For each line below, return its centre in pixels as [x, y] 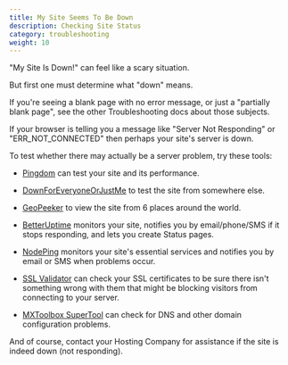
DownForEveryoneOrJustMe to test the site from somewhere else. [144, 191]
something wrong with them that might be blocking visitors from [140, 288]
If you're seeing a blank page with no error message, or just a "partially [140, 103]
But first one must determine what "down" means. [101, 85]
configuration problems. [66, 324]
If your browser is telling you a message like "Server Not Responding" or [142, 129]
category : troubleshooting [59, 34]
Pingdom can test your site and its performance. [111, 173]
